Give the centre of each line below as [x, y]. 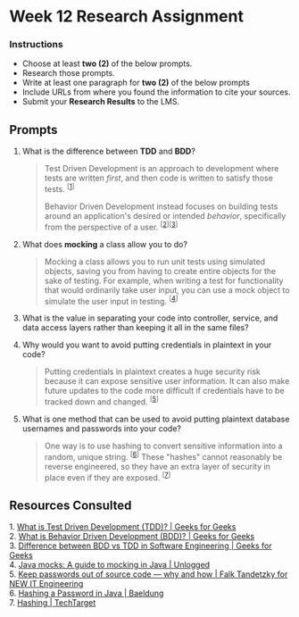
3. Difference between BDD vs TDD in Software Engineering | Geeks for [141, 546]
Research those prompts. [69, 73]
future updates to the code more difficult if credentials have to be [164, 391]
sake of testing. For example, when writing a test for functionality [164, 280]
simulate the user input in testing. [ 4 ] [111, 300]
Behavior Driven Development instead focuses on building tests [161, 206]
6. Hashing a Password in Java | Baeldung [87, 593]
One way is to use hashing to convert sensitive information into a [163, 446]
